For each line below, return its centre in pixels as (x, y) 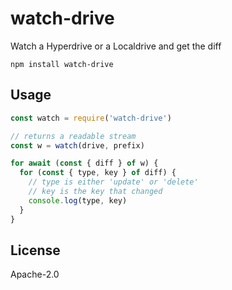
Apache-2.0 (35, 274)
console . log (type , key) (78, 200)
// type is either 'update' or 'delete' (113, 182)
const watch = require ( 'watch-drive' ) (91, 118)
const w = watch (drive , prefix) (77, 145)
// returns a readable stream (73, 136)
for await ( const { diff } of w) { (84, 163)
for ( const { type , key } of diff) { (98, 173)
